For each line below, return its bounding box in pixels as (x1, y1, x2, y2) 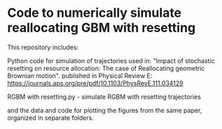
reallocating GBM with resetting (7, 20, 196, 36)
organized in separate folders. (7, 114, 95, 122)
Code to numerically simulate (7, 5, 182, 21)
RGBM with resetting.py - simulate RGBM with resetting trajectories (7, 93, 202, 101)
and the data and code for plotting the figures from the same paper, (7, 106, 202, 114)
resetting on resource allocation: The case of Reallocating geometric (7, 64, 205, 72)
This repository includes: (7, 43, 79, 51)
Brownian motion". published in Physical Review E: (7, 72, 153, 80)
